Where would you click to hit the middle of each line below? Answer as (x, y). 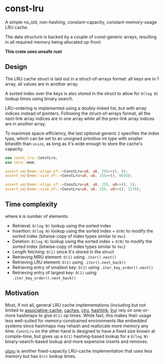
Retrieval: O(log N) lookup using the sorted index (61, 225)
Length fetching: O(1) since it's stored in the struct (63, 252)
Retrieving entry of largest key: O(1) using (54, 272)
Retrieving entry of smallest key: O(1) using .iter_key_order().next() (82, 267)
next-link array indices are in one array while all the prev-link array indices (80, 119)
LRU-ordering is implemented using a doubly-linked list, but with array (76, 108)
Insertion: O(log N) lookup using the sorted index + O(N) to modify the (82, 231)
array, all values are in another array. (42, 84)
